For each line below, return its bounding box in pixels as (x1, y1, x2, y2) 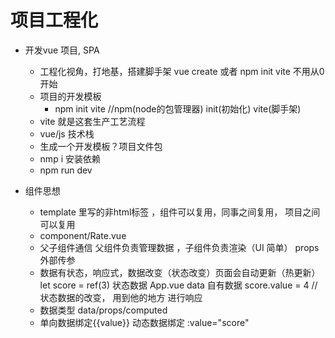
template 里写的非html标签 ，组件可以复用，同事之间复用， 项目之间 (39, 206, 321, 218)
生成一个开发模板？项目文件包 (39, 140, 163, 152)
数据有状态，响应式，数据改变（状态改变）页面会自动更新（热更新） (39, 266, 321, 278)
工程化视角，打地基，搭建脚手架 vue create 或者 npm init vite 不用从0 (39, 65, 325, 77)
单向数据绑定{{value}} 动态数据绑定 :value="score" (39, 316, 250, 328)
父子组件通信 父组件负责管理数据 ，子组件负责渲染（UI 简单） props (39, 241, 320, 253)
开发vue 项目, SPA (24, 44, 100, 56)
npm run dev (39, 164, 93, 176)
